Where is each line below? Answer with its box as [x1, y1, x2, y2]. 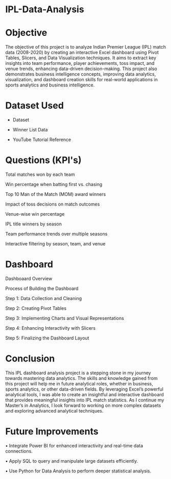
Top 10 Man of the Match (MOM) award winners [5, 191, 106, 197]
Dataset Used [5, 100, 64, 111]
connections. [5, 448, 33, 454]
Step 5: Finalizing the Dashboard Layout [5, 335, 89, 341]
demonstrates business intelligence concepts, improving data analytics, [5, 71, 156, 77]
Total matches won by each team [5, 171, 75, 177]
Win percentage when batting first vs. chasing [5, 181, 103, 187]
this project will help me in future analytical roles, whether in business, [5, 380, 153, 386]
